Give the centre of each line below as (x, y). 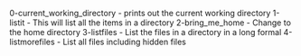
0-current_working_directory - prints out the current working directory (140, 13)
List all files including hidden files (125, 42)
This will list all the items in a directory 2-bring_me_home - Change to (162, 23)
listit (17, 23)
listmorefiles (33, 42)
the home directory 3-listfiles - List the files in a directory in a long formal (146, 32)
